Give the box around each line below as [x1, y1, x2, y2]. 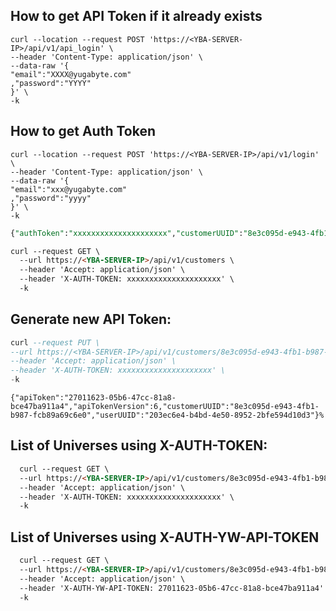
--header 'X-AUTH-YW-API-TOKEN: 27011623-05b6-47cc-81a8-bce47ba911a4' [19, 583, 325, 593]
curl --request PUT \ [10, 337, 101, 348]
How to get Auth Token [10, 123, 156, 140]
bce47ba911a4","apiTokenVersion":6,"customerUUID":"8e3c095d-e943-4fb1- [10, 402, 320, 412]
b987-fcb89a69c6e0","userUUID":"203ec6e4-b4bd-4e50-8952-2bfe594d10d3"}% [10, 410, 325, 421]
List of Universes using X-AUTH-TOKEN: [10, 437, 268, 454]
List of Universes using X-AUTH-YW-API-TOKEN [10, 529, 320, 546]
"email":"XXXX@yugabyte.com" [10, 69, 132, 79]
